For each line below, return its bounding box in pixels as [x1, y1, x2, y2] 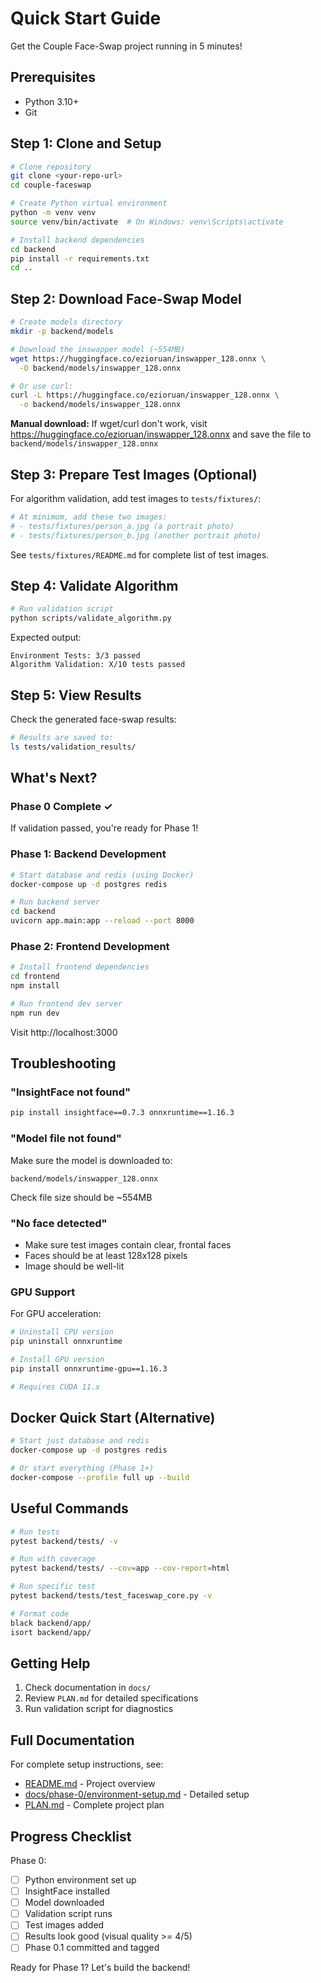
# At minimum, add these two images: [10, 512, 168, 522]
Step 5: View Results [10, 687, 142, 704]
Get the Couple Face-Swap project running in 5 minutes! [10, 40, 243, 52]
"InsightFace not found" [10, 1085, 132, 1099]
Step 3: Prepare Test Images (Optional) [10, 466, 258, 483]
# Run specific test [10, 1582, 97, 1592]
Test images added [24, 1919, 105, 1931]
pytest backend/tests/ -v [10, 1536, 118, 1546]
